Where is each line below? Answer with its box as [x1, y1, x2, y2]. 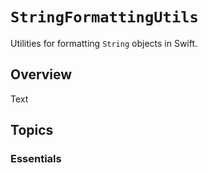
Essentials [10, 152, 62, 166]
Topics [10, 122, 54, 139]
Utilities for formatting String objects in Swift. [10, 37, 198, 49]
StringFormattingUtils [10, 8, 199, 27]
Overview [10, 66, 73, 83]
